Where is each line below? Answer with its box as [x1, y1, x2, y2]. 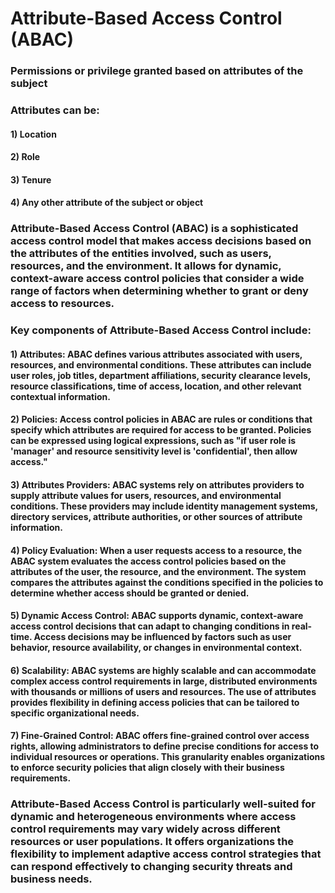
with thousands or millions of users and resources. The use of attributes [10, 685, 317, 697]
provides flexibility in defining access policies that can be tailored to [10, 696, 300, 708]
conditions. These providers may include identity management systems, [10, 500, 318, 512]
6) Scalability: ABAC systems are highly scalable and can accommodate [10, 664, 317, 676]
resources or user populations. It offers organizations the [10, 835, 295, 849]
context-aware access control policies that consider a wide [10, 272, 305, 286]
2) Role [10, 151, 41, 163]
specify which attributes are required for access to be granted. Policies [10, 424, 312, 436]
